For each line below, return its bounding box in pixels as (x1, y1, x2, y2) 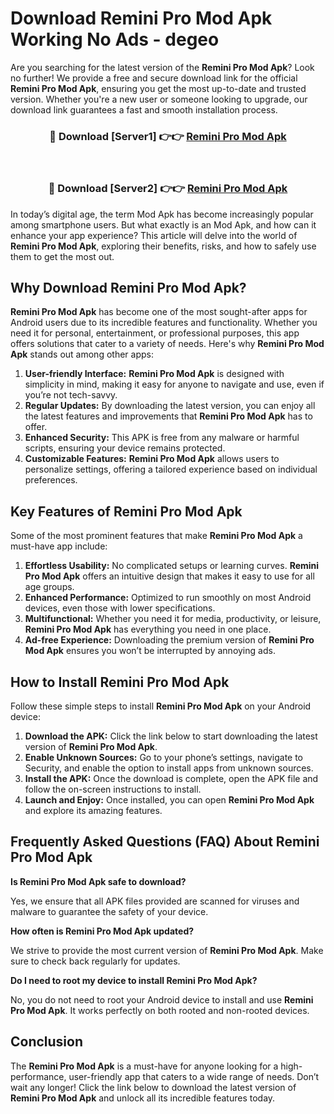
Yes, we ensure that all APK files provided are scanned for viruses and (10, 895, 300, 907)
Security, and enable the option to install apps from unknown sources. (24, 762, 314, 774)
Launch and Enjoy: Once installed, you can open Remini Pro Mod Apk (24, 793, 315, 806)
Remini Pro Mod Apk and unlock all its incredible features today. (10, 1092, 276, 1104)
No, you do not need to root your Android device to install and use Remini (10, 993, 314, 1006)
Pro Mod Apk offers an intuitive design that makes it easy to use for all (24, 570, 315, 582)
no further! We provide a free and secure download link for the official (10, 72, 298, 84)
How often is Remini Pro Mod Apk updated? (10, 925, 195, 937)
